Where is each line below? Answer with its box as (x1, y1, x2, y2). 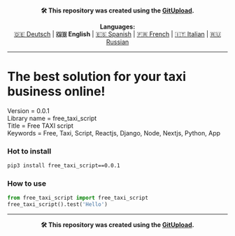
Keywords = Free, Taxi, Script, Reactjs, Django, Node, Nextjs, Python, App (7, 128, 221, 137)
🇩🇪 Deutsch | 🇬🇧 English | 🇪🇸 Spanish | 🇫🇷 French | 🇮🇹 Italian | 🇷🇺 (13, 30, 222, 38)
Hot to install (7, 146, 52, 156)
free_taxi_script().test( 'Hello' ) (7, 201, 108, 208)
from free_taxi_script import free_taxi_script (7, 195, 149, 202)
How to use (7, 179, 47, 189)
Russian (106, 38, 129, 46)
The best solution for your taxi (7, 69, 187, 84)
